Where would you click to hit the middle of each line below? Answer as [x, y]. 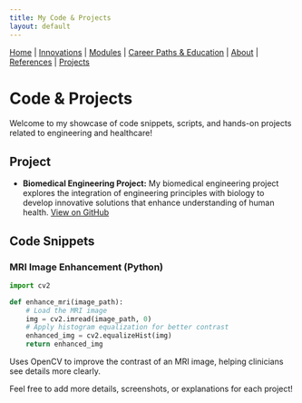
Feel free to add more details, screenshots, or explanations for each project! [151, 389]
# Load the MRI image [66, 310]
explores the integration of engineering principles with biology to [143, 193]
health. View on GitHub [66, 212]
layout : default [40, 26]
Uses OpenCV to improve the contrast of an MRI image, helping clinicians [146, 362]
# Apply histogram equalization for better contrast [127, 328]
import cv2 [30, 285]
